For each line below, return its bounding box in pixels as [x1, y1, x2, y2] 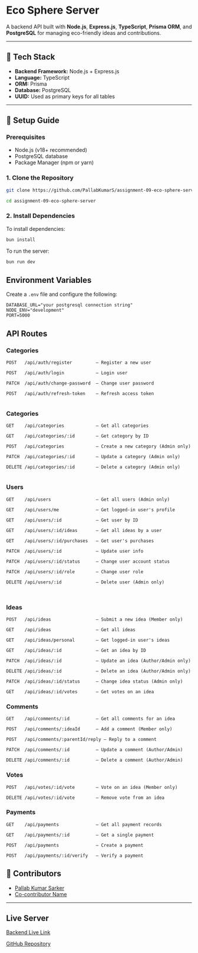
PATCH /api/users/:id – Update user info [6, 548, 144, 554]
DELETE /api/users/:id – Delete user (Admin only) [6, 579, 165, 585]
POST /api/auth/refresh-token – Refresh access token [6, 391, 154, 397]
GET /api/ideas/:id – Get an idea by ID [6, 647, 146, 653]
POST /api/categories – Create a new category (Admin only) [6, 443, 192, 449]
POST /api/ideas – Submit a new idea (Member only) [6, 616, 183, 622]
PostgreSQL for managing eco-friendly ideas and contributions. [6, 29, 161, 36]
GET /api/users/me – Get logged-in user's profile [6, 507, 176, 513]
